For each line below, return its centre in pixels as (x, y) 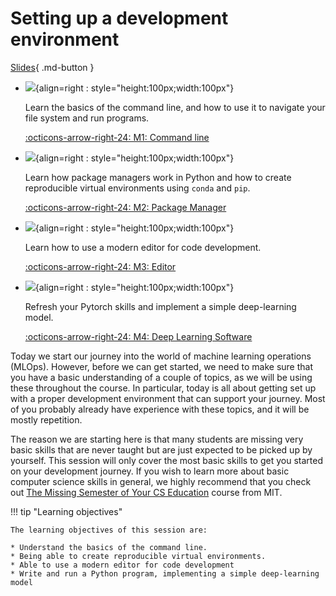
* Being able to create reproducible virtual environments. (138, 556)
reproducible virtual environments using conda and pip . (137, 188)
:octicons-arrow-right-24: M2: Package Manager (125, 207)
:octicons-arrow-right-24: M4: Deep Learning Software (138, 336)
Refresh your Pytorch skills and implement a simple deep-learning (160, 306)
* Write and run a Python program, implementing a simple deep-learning (165, 573)
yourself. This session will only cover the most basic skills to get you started (166, 460)
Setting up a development (119, 18)
